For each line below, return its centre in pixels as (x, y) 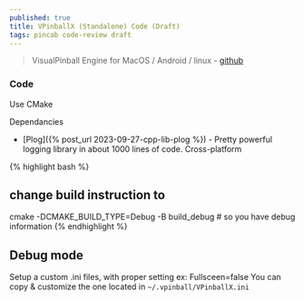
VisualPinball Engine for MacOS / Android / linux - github (137, 61)
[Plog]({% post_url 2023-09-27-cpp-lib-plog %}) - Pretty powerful (147, 139)
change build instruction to (88, 195)
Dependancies (36, 121)
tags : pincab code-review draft (70, 35)
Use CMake (31, 104)
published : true (40, 18)
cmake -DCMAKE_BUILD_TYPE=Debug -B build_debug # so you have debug (152, 217)
